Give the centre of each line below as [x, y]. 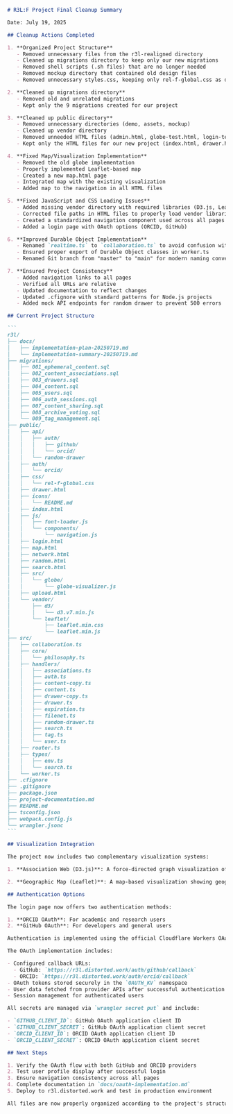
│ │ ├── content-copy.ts [49, 684]
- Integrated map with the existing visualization [91, 182]
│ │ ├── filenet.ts [42, 716]
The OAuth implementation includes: [60, 951]
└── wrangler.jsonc [35, 825]
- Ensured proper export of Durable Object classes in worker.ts [113, 252]
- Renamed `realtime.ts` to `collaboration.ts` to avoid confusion [116, 246]
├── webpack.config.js [40, 819]
